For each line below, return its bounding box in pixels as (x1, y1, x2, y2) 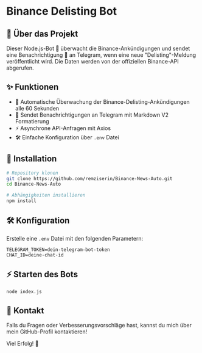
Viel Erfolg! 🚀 (6, 340, 39, 348)
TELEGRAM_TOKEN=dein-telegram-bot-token (6, 246, 111, 253)
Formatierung (15, 117, 50, 125)
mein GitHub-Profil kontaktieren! (6, 328, 88, 335)
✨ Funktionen (6, 82, 59, 92)
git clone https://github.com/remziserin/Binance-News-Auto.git (6, 175, 173, 181)
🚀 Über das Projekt (6, 29, 78, 39)
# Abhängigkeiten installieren (6, 192, 86, 198)
